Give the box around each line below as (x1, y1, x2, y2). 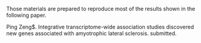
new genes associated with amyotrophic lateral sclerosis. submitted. (6, 30, 177, 37)
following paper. (6, 12, 47, 19)
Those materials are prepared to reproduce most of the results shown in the (6, 5, 196, 12)
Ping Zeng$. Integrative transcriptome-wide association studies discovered (6, 24, 194, 30)
